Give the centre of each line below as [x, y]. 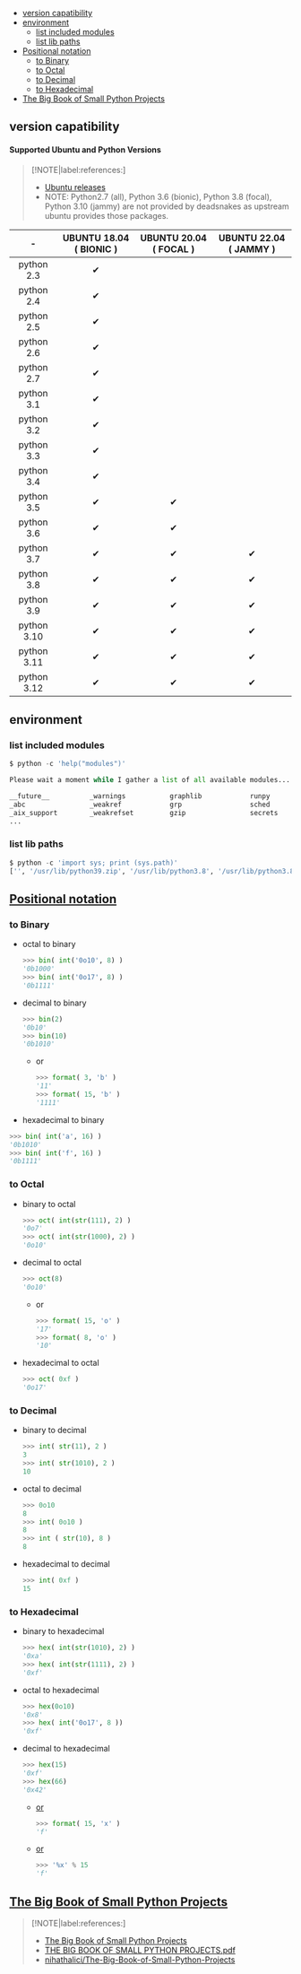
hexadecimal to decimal [66, 1564]
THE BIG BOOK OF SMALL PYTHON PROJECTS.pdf [140, 1950]
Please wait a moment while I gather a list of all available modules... [150, 780]
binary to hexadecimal [63, 1631]
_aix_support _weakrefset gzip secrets [144, 813]
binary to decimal [54, 1430]
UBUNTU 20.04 [174, 238]
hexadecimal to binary [63, 1119]
